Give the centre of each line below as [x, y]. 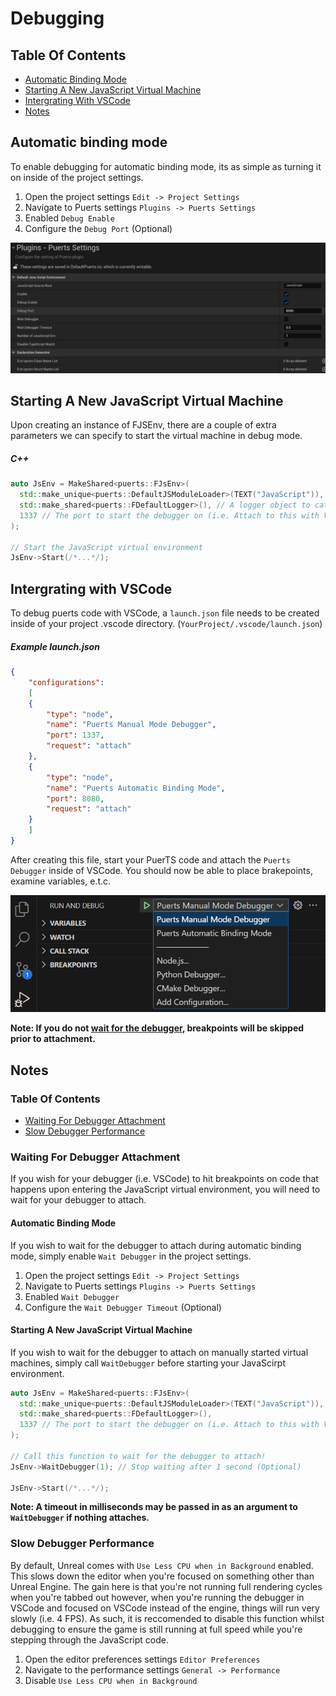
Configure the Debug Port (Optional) [98, 228]
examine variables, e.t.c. [61, 881]
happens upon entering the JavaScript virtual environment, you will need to [165, 1189]
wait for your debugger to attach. [78, 1200]
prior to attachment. [53, 1039]
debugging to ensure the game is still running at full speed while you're [156, 1629]
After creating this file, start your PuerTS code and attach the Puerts [150, 859]
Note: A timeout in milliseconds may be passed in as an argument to [154, 1507]
